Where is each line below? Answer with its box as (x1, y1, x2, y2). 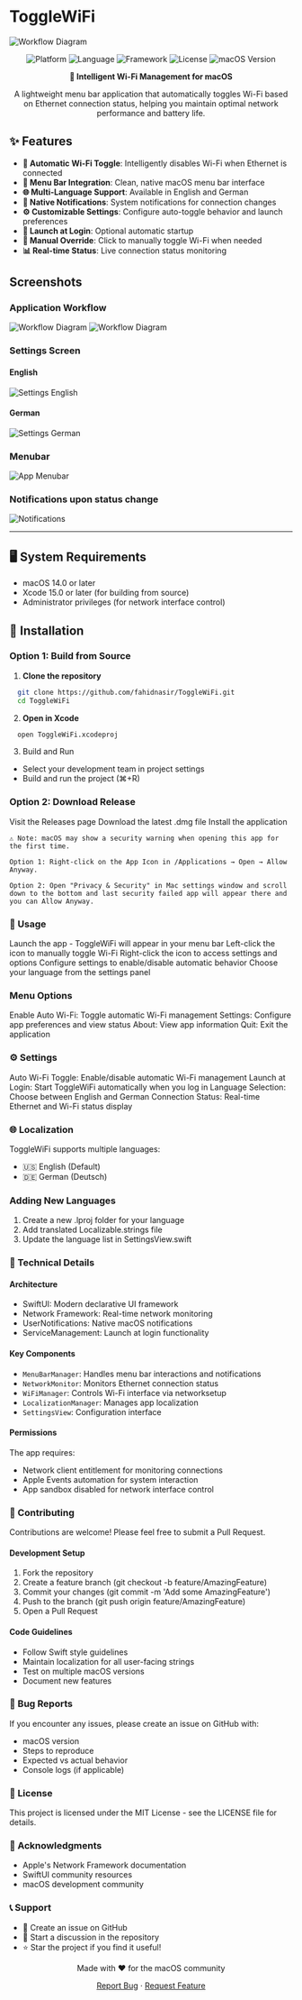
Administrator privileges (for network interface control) (22, 597, 226, 607)
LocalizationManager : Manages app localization (22, 1397, 200, 1408)
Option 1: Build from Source (9, 650, 132, 662)
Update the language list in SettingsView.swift (22, 1234, 192, 1245)
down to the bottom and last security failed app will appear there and (9, 889, 288, 898)
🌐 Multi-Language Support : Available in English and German (22, 187, 249, 197)
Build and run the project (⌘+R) (22, 773, 141, 784)
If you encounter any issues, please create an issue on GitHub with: (9, 1718, 259, 1729)
